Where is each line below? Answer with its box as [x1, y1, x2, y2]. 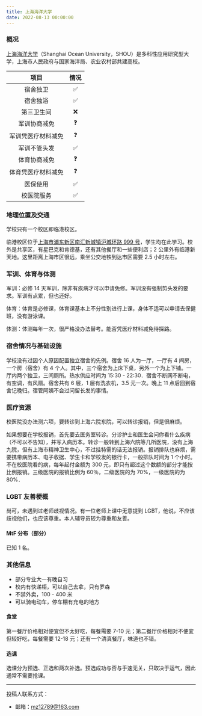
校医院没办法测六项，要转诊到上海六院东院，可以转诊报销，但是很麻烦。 [6, 418, 185, 425]
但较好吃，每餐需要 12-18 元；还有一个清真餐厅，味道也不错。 [6, 635, 159, 642]
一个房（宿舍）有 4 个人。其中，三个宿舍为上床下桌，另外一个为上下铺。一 [6, 364, 192, 371]
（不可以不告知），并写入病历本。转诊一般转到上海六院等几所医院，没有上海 [6, 438, 194, 445]
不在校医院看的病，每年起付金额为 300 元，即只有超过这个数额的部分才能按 [6, 461, 194, 468]
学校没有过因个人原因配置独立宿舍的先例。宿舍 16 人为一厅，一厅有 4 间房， [6, 356, 195, 364]
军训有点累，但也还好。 [16, 292, 75, 300]
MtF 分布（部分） [6, 529, 49, 537]
